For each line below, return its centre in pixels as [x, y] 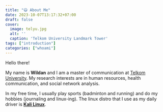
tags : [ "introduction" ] [31, 43]
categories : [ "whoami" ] [31, 48]
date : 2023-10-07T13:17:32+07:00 [41, 15]
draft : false [19, 19]
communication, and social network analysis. [52, 83]
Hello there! [17, 62]
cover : [12, 24]
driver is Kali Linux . [26, 104]
